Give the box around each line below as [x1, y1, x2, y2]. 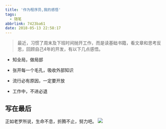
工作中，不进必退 [12, 88, 48, 94]
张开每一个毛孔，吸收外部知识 [12, 67, 74, 73]
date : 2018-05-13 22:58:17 [5, 26, 61, 31]
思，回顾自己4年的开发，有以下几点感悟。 [17, 46, 103, 52]
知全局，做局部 [12, 57, 43, 63]
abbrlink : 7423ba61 [5, 21, 46, 26]
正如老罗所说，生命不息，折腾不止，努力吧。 [5, 118, 97, 124]
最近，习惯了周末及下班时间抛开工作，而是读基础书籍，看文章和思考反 [17, 40, 162, 46]
